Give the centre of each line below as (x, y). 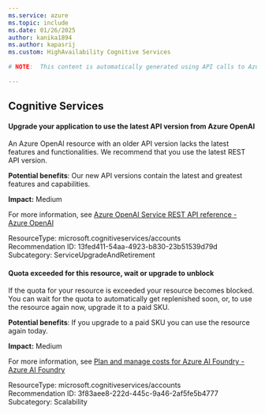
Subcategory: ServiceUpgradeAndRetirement (82, 255)
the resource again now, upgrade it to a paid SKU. (89, 308)
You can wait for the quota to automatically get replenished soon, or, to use (130, 299)
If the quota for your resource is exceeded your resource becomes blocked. (131, 291)
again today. (28, 331)
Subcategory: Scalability (48, 402)
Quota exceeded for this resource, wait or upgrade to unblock (111, 273)
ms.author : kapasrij (42, 45)
